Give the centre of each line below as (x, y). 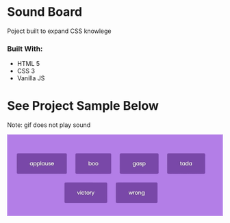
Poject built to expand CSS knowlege (59, 31)
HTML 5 (28, 64)
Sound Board (45, 12)
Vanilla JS (31, 78)
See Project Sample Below (83, 106)
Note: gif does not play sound (49, 125)
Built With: (25, 49)
